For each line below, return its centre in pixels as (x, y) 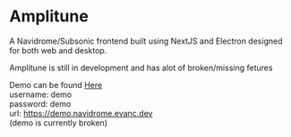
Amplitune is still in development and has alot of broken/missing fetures (141, 68)
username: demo (41, 94)
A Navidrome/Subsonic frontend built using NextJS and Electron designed (146, 41)
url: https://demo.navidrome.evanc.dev (81, 113)
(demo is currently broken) (58, 123)
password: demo (40, 103)
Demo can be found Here (56, 85)
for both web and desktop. (58, 50)
